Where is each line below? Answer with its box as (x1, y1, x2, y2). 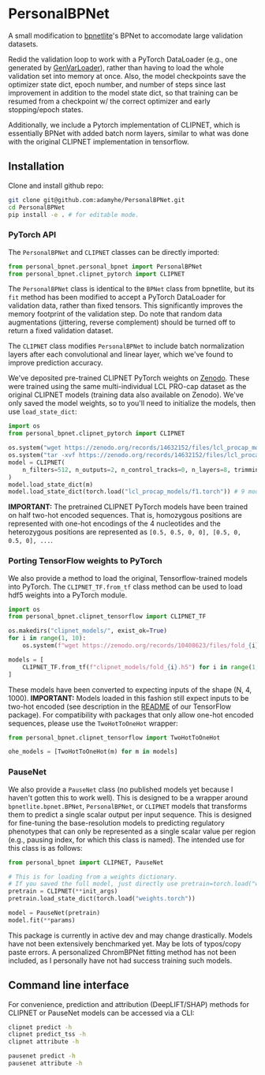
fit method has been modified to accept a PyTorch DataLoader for (8, 293, 226, 302)
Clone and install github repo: (8, 181, 104, 190)
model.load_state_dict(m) (8, 481, 93, 489)
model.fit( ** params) (8, 916, 77, 924)
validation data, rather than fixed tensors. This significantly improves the (8, 301, 243, 310)
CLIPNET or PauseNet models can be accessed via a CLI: (8, 1008, 195, 1017)
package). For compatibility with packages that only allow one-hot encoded (8, 710, 254, 719)
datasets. (8, 39, 39, 48)
